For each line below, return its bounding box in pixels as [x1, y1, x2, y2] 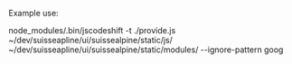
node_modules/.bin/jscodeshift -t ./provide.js [8, 25, 176, 35]
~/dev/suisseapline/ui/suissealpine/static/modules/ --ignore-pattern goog [8, 44, 284, 55]
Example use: [8, 8, 60, 18]
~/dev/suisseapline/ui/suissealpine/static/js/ [8, 35, 174, 45]
